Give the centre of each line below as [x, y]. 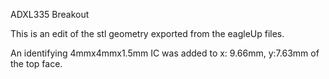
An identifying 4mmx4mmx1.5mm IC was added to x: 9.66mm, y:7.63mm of [165, 53]
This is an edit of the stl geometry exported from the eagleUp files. [147, 33]
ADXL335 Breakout [50, 14]
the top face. [36, 63]
